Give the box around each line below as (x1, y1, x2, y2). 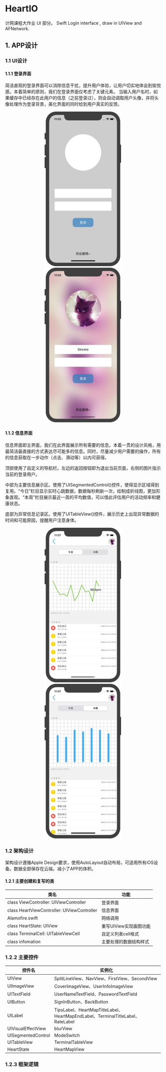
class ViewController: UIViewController (7, 899, 86, 905)
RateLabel (54, 1018, 75, 1024)
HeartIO (5, 3, 38, 14)
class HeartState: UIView (7, 923, 58, 929)
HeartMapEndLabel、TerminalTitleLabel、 (54, 1013, 140, 1019)
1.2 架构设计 (5, 847, 34, 854)
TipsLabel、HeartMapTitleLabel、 (54, 1006, 123, 1013)
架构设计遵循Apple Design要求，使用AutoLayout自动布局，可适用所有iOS (5, 859, 154, 865)
